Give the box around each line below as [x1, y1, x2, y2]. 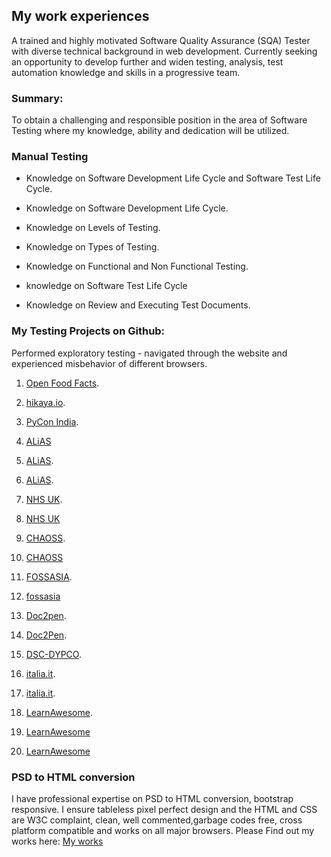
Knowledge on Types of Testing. [25, 241, 160, 253]
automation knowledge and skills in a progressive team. [11, 66, 241, 78]
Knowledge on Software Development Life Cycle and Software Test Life [25, 172, 321, 184]
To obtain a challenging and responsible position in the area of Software [11, 114, 308, 126]
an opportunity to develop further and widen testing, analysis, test [11, 55, 284, 68]
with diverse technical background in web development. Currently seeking [11, 45, 318, 57]
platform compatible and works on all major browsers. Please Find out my [11, 825, 315, 836]
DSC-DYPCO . [25, 648, 82, 660]
